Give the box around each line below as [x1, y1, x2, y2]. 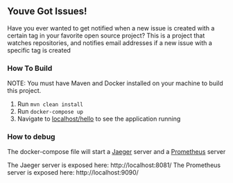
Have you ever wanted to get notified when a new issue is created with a [7, 24, 215, 32]
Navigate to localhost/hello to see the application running [17, 114, 181, 123]
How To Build [7, 63, 53, 73]
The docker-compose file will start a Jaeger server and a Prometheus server [7, 148, 226, 156]
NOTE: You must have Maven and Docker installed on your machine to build [7, 79, 223, 87]
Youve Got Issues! [7, 6, 87, 17]
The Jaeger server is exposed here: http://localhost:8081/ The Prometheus [7, 161, 221, 169]
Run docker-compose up [17, 107, 83, 116]
